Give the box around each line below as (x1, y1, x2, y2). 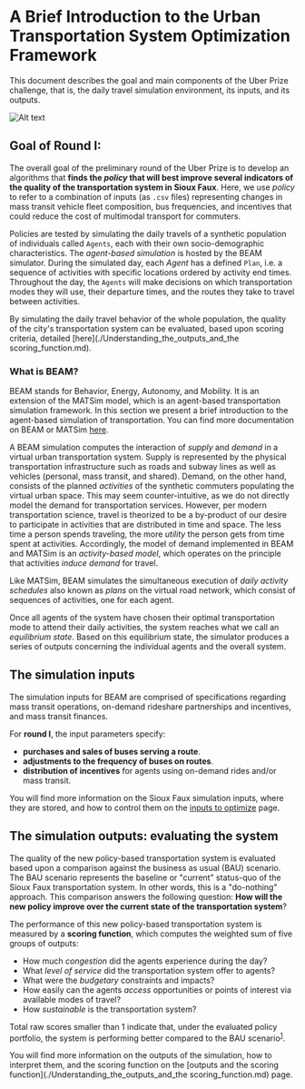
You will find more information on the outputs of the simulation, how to (9, 1050, 272, 1061)
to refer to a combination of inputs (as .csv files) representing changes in (9, 191, 283, 202)
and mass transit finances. (9, 710, 109, 721)
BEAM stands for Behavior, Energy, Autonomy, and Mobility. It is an (9, 386, 260, 397)
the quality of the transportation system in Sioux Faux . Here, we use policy (9, 182, 295, 193)
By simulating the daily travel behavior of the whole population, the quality (9, 313, 287, 324)
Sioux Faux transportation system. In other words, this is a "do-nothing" (9, 881, 278, 892)
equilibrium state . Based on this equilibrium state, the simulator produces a (9, 631, 290, 642)
